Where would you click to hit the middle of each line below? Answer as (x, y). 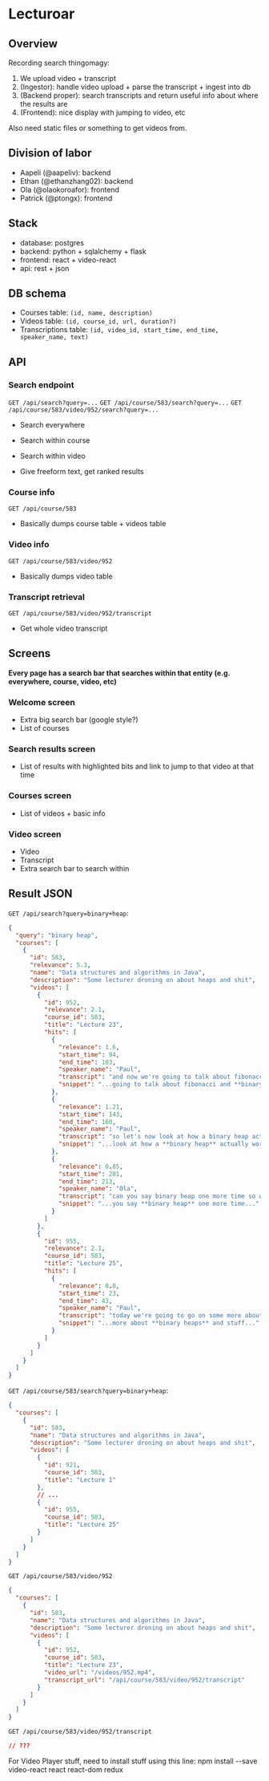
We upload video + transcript (68, 78)
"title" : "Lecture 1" (80, 1480)
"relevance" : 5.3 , (60, 965)
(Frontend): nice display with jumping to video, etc (102, 112)
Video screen (35, 834)
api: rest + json (44, 268)
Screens (29, 653)
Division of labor (50, 153)
